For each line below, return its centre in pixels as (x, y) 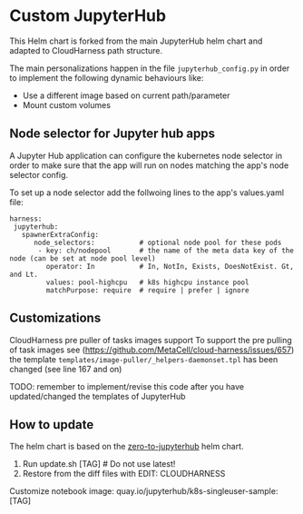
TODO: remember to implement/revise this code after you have (127, 386)
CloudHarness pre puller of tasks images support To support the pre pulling (151, 340)
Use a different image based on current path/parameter (126, 95)
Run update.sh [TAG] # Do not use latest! (99, 464)
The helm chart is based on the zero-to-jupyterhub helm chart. (127, 447)
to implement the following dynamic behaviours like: (107, 77)
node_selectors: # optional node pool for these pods (157, 242)
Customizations (55, 318)
